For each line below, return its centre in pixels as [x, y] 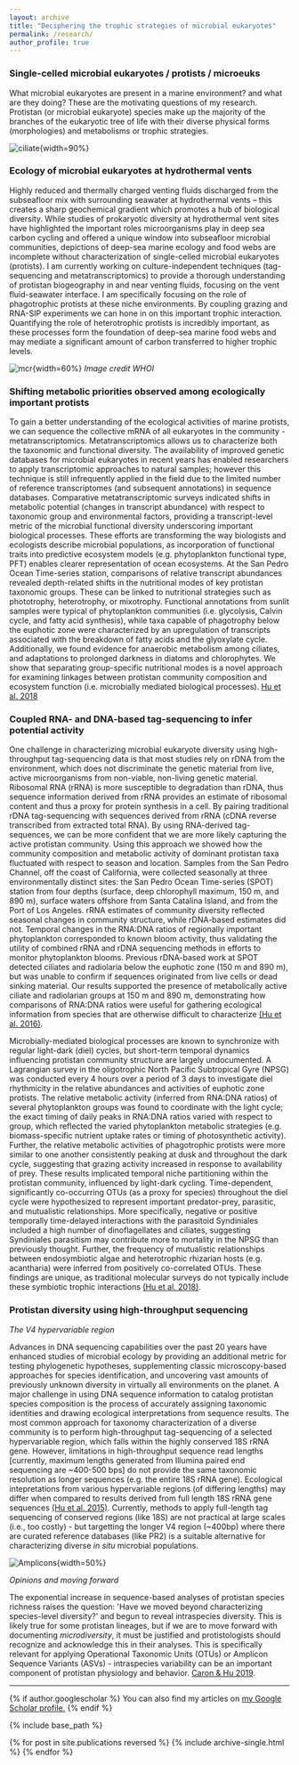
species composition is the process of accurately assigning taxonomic [138, 1404]
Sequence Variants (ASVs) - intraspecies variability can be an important [141, 1663]
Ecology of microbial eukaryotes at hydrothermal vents [130, 171]
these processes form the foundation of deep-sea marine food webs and [143, 332]
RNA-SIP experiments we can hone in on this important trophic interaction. [146, 313]
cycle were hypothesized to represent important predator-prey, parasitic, [143, 1202]
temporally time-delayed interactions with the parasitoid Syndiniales [134, 1221]
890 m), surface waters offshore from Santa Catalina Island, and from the [144, 901]
